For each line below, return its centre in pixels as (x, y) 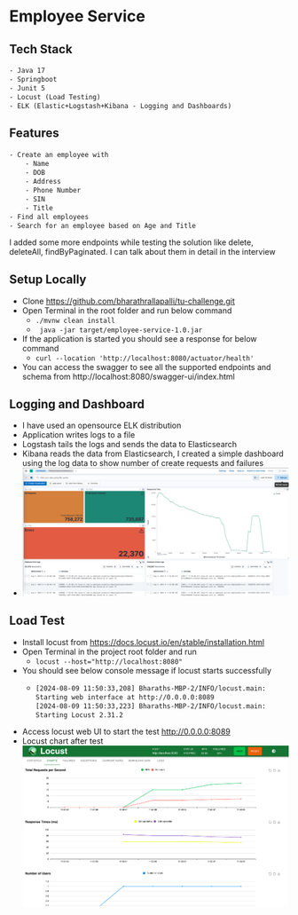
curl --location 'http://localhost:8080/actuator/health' (145, 358)
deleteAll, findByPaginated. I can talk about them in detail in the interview (143, 251)
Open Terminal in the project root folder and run (110, 651)
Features (34, 134)
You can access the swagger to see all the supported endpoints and (146, 367)
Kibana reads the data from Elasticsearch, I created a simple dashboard (153, 454)
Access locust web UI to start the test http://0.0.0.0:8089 (126, 731)
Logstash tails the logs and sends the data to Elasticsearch (129, 445)
